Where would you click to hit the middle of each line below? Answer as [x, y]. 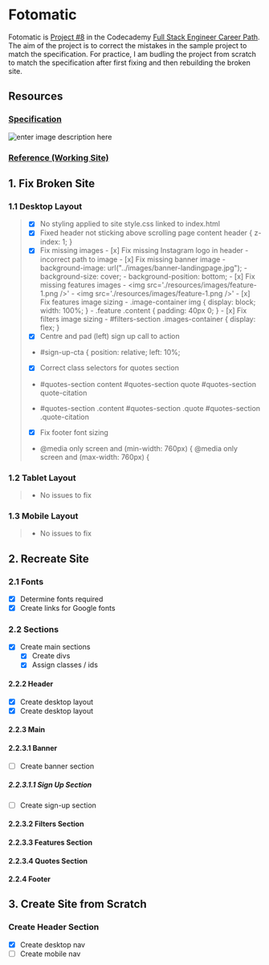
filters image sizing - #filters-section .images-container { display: [148, 320]
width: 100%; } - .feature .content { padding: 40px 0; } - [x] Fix [143, 311]
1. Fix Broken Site [52, 183]
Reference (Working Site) [59, 157]
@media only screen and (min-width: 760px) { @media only [139, 448]
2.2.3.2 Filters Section [46, 824]
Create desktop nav [53, 944]
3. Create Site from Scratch [77, 904]
